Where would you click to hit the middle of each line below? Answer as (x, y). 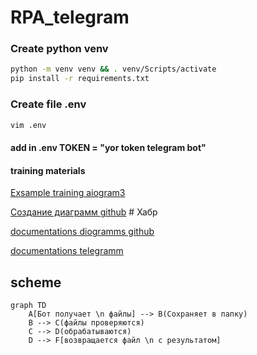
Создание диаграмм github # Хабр (84, 212)
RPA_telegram (70, 17)
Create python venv (59, 49)
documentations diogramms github (82, 232)
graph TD (28, 306)
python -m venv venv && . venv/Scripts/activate (113, 69)
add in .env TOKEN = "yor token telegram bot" (108, 147)
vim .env (28, 125)
